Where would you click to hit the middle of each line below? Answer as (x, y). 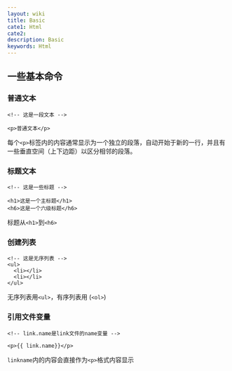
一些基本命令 (35, 77)
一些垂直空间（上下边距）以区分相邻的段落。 (72, 151)
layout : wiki (26, 14)
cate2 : (17, 33)
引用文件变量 (29, 317)
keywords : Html (29, 46)
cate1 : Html (25, 27)
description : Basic (36, 40)
